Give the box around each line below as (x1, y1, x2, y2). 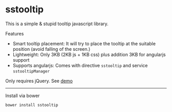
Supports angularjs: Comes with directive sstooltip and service (12, 62, 148, 68)
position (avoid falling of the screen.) (12, 46, 91, 52)
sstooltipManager (12, 68, 50, 74)
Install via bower (5, 92, 40, 99)
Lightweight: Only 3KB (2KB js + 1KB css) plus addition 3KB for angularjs (12, 51, 166, 58)
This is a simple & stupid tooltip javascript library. (5, 21, 109, 27)
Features (5, 30, 24, 36)
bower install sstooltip (5, 102, 58, 107)
